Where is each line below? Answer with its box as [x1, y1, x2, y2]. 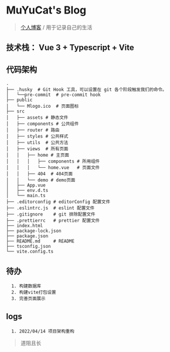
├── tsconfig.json [6, 244, 51, 250]
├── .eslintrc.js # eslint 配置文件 [6, 205, 95, 211]
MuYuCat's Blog [6, 4, 87, 17]
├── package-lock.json [6, 228, 62, 234]
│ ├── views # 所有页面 [6, 146, 69, 152]
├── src [6, 108, 25, 115]
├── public [6, 97, 33, 103]
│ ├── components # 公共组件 [6, 121, 79, 127]
